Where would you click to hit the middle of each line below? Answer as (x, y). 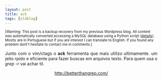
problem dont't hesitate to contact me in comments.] (49, 45)
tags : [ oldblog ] (21, 18)
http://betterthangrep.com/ (81, 73)
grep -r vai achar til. (25, 64)
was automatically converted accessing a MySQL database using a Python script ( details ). (80, 36)
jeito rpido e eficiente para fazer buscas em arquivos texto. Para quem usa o (81, 59)
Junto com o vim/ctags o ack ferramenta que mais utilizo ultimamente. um (81, 53)
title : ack (16, 14)
